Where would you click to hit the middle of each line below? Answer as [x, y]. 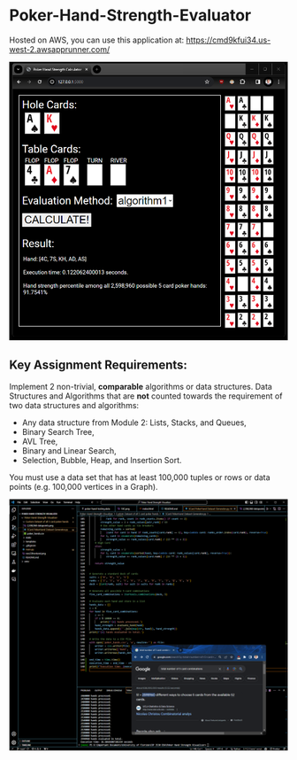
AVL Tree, [40, 441]
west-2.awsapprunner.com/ [60, 49]
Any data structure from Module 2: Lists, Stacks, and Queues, [134, 423]
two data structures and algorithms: [74, 405]
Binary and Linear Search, [69, 450]
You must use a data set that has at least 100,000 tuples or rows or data [140, 477]
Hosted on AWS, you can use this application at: [97, 40]
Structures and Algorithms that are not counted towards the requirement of [146, 396]
